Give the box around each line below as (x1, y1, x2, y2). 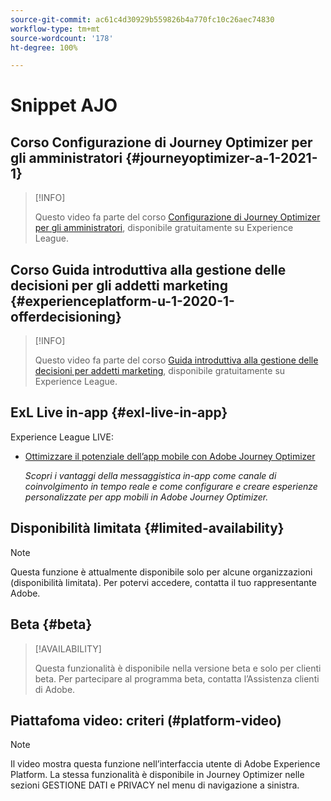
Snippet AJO (10, 94, 118, 117)
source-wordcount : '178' (10, 33, 114, 43)
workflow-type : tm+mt (10, 24, 101, 34)
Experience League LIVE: (10, 431, 114, 443)
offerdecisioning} (10, 308, 122, 325)
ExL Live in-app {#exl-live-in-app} (10, 404, 228, 421)
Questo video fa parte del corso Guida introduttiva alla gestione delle (34, 354, 319, 366)
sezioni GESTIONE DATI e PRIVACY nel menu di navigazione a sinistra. (10, 779, 300, 791)
